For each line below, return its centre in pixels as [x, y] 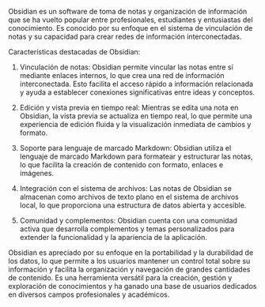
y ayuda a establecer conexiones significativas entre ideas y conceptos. [137, 92]
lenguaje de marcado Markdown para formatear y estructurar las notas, [136, 156]
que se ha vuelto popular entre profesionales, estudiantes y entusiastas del [131, 20]
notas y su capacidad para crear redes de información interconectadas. [125, 36]
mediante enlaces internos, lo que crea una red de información [122, 75]
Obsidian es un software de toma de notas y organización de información [128, 11]
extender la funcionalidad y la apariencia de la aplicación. [113, 237]
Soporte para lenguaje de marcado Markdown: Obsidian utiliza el [125, 148]
